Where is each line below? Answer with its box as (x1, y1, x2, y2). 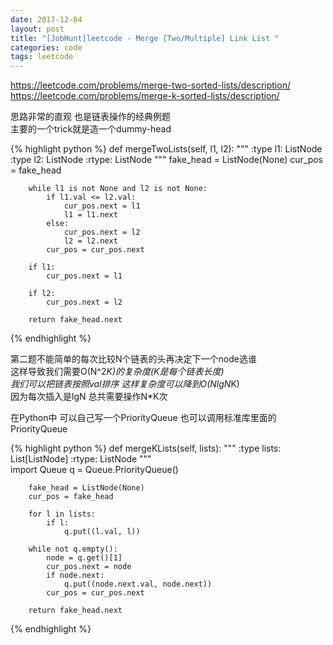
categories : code (10, 42, 83, 53)
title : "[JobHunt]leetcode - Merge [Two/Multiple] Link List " (10, 33, 280, 43)
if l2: (28, 289, 56, 299)
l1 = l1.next (63, 210, 118, 220)
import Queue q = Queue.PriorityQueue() (10, 464, 179, 476)
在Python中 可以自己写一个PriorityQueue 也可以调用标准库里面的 (10, 412, 277, 424)
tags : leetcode (10, 52, 74, 62)
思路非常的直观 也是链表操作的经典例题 (10, 111, 171, 123)
